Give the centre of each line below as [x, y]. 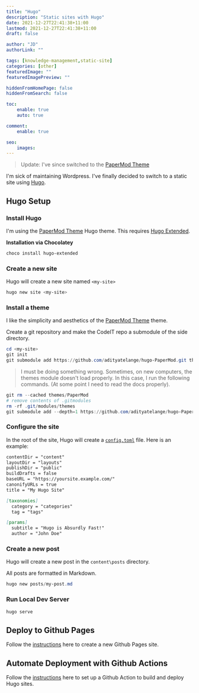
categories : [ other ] [32, 66]
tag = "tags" [28, 512]
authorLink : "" [25, 50]
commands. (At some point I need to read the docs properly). [95, 384]
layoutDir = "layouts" [34, 463]
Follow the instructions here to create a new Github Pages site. [82, 644]
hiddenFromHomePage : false [39, 88]
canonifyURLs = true [32, 485]
